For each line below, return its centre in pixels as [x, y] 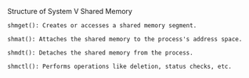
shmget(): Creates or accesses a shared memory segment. [102, 26]
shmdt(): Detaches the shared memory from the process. [100, 53]
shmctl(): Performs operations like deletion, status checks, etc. [120, 66]
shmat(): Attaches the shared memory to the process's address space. [125, 39]
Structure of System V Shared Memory [70, 11]
